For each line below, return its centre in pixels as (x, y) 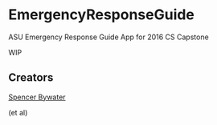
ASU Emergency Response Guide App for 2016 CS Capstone (108, 37)
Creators (31, 78)
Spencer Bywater (37, 97)
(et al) (18, 112)
